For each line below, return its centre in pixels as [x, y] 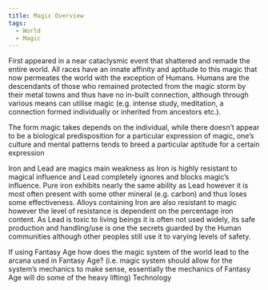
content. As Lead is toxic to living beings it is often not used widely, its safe [132, 220]
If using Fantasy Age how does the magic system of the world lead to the [129, 252]
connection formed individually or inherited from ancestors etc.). [115, 112]
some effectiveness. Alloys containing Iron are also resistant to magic [123, 203]
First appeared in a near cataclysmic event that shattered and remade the [129, 61]
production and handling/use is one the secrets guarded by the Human [125, 228]
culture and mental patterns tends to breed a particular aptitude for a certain [134, 144]
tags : [17, 23]
